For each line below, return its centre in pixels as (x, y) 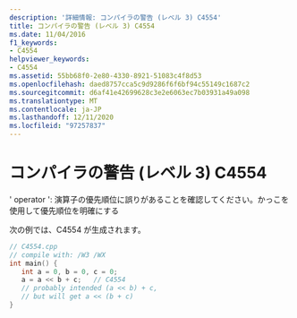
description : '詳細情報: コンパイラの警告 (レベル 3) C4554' (115, 17)
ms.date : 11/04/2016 (48, 34)
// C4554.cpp (34, 246)
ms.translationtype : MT (54, 101)
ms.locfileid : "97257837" (57, 126)
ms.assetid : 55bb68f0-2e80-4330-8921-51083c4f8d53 (106, 76)
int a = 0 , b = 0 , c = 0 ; (69, 271)
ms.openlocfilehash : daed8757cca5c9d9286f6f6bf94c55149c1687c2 (130, 84)
